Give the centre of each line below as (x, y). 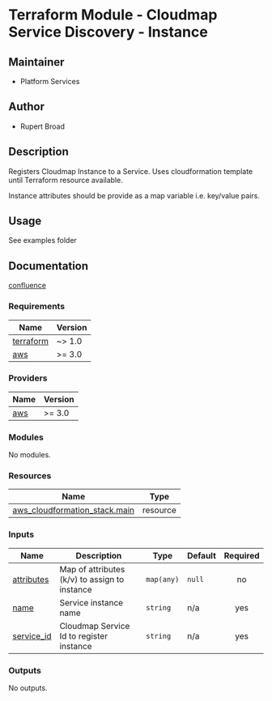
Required (242, 555)
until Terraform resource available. (66, 180)
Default (202, 555)
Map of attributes (92, 569)
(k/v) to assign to (92, 579)
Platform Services (50, 81)
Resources (30, 476)
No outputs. (28, 688)
